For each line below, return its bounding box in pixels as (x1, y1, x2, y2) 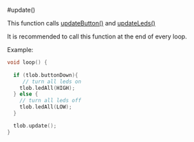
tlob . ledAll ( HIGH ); (19, 84, 76, 91)
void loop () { (7, 59, 48, 66)
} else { (13, 91, 39, 98)
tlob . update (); (13, 122, 57, 129)
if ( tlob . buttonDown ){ (13, 71, 78, 78)
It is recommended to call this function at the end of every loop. (7, 32, 187, 40)
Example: (7, 46, 34, 54)
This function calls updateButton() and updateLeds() (7, 19, 156, 27)
